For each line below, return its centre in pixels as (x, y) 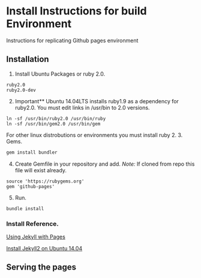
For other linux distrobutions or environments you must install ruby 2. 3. (94, 135)
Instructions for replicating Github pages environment (72, 40)
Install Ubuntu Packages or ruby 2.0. (60, 74)
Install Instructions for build (76, 11)
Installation (28, 59)
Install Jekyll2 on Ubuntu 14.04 (44, 248)
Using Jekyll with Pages (36, 237)
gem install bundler (32, 152)
